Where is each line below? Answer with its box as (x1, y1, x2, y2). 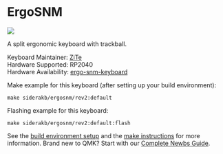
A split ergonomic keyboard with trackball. (7, 39, 127, 48)
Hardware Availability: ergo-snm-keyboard (7, 67, 128, 76)
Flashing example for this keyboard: (7, 106, 109, 114)
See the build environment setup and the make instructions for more (7, 131, 201, 140)
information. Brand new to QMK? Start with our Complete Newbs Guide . (7, 139, 211, 147)
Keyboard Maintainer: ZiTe (7, 53, 83, 61)
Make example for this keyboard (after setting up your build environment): (7, 80, 217, 89)
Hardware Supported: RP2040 (7, 60, 93, 69)
